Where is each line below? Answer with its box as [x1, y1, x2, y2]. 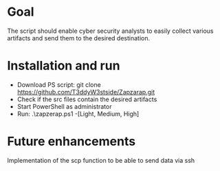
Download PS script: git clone [16, 80, 101, 89]
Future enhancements [7, 134, 136, 149]
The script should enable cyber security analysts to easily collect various [7, 27, 214, 35]
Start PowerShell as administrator [16, 102, 112, 110]
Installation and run [7, 58, 120, 74]
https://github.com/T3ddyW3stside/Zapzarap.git [16, 88, 155, 96]
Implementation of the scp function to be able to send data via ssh [7, 156, 195, 164]
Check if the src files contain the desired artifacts [16, 95, 157, 103]
